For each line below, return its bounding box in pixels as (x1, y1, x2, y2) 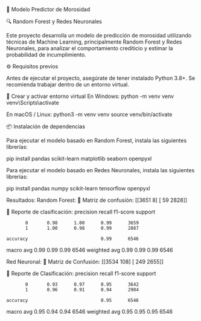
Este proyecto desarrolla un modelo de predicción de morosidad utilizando (6, 32, 192, 39)
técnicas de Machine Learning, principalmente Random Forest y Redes (6, 38, 182, 45)
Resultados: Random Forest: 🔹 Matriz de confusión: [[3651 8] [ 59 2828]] (6, 196, 188, 204)
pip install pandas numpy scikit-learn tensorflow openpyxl (6, 185, 150, 192)
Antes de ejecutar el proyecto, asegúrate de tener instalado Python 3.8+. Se (6, 74, 196, 82)
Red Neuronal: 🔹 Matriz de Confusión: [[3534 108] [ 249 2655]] (6, 258, 164, 265)
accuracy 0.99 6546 (6, 236, 139, 242)
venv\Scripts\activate (6, 99, 59, 106)
